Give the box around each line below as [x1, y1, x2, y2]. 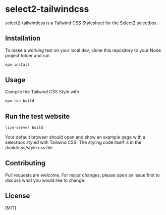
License [5, 192, 30, 200]
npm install [5, 62, 30, 67]
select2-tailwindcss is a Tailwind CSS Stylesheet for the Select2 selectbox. [5, 20, 158, 26]
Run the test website [5, 112, 70, 121]
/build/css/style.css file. [5, 145, 54, 150]
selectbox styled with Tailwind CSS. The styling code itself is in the [5, 139, 142, 145]
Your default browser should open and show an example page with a [5, 134, 146, 140]
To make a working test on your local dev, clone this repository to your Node [5, 47, 161, 53]
